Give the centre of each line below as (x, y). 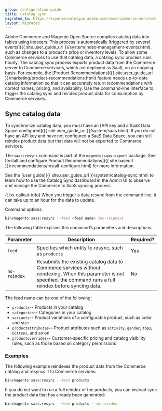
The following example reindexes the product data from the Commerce (75, 366)
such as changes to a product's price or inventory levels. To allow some (76, 52)
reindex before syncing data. (69, 285)
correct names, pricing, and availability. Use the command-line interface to (79, 88)
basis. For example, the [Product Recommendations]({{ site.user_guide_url (79, 73)
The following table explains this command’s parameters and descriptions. (79, 227)
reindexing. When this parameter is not (81, 273)
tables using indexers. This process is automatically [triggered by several (78, 42)
